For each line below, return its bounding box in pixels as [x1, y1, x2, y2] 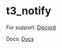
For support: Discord [6, 24, 56, 31]
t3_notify [6, 4, 51, 18]
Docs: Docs [6, 35, 34, 42]
